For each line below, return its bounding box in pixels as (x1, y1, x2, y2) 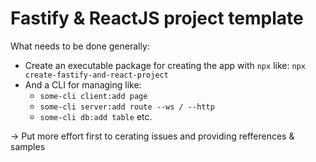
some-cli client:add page (39, 91, 148, 101)
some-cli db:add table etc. (39, 110, 153, 122)
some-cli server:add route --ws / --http (39, 102, 215, 112)
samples (10, 140, 46, 152)
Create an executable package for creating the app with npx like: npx (24, 59, 306, 71)
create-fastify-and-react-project (24, 70, 169, 80)
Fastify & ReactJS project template (10, 7, 304, 30)
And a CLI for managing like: (24, 78, 142, 91)
